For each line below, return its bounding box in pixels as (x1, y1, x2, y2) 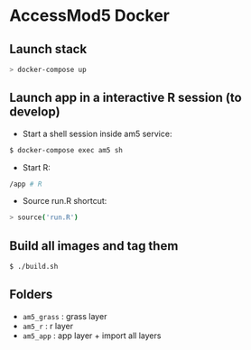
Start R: (22, 161, 51, 172)
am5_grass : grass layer (22, 310, 107, 321)
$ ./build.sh (9, 262, 59, 272)
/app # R (9, 180, 42, 189)
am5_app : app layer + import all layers (22, 330, 162, 341)
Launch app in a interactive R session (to (9, 90, 242, 106)
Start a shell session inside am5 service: (22, 128, 172, 139)
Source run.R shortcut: (22, 196, 107, 207)
